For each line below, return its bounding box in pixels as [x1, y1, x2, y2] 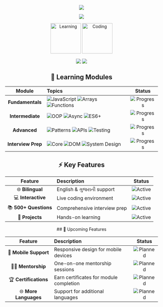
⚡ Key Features [58, 161, 105, 169]
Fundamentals [8, 99, 42, 105]
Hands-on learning [56, 214, 101, 221]
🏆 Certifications [9, 276, 49, 283]
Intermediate [9, 113, 40, 119]
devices [54, 252, 72, 259]
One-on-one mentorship [54, 260, 112, 267]
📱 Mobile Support [8, 249, 49, 256]
